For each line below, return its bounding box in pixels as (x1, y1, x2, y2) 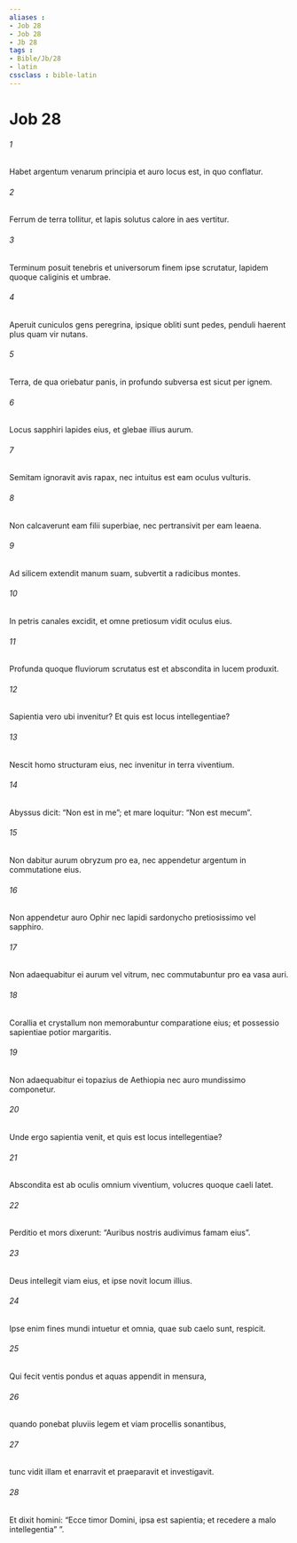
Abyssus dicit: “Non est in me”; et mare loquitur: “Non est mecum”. (9, 807, 253, 818)
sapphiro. (9, 922, 44, 932)
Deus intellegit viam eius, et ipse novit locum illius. (9, 1275, 192, 1286)
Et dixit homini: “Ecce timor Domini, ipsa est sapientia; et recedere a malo (9, 1515, 277, 1525)
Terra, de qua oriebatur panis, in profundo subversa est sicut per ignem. (9, 376, 273, 387)
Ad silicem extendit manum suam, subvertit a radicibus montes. (9, 567, 241, 578)
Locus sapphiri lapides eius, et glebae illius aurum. (9, 424, 193, 435)
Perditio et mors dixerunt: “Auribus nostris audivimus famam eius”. (9, 1227, 251, 1238)
